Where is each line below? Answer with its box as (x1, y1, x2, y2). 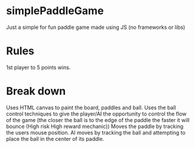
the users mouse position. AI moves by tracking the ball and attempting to (6, 129, 186, 136)
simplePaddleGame (6, 4, 104, 18)
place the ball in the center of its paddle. (6, 135, 105, 142)
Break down (6, 84, 66, 98)
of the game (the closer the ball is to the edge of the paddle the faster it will (6, 116, 190, 123)
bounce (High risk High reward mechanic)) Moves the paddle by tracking (6, 123, 184, 130)
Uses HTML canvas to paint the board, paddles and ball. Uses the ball (6, 104, 176, 111)
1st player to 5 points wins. (6, 64, 71, 71)
